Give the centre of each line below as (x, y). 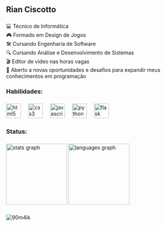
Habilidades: (24, 92)
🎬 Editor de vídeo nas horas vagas (48, 62)
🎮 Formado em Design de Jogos (46, 35)
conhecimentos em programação (46, 77)
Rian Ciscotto (31, 10)
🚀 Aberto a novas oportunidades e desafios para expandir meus (83, 70)
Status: (17, 132)
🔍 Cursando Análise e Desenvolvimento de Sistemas (70, 53)
